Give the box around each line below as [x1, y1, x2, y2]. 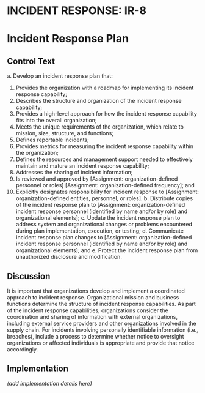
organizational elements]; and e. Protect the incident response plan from [15, 247, 198, 254]
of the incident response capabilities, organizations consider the [7, 307, 168, 314]
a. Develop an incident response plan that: [7, 72, 113, 80]
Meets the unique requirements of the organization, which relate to [15, 123, 184, 130]
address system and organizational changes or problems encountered [15, 221, 193, 228]
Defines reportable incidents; [15, 136, 89, 144]
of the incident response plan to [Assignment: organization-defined [15, 201, 185, 209]
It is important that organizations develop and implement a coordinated [7, 287, 185, 294]
